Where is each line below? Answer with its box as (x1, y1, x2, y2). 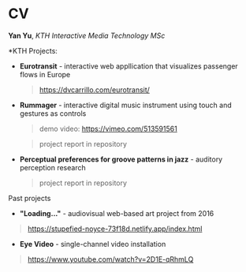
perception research (19, 162, 86, 172)
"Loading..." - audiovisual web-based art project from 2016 (19, 208, 214, 218)
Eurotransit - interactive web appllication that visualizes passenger (19, 61, 238, 71)
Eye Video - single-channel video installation (19, 239, 166, 248)
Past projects (8, 193, 51, 203)
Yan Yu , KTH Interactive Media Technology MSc (8, 31, 166, 40)
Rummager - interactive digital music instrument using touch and (19, 100, 232, 110)
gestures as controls (19, 108, 87, 118)
